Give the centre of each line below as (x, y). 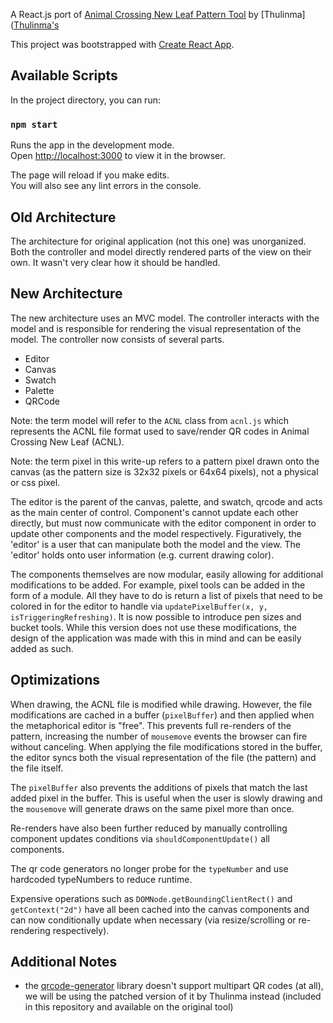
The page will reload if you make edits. (90, 175)
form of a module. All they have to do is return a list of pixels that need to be (166, 595)
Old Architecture (63, 217)
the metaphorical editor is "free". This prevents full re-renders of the (151, 725)
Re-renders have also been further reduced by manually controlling (149, 828)
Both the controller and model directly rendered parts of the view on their (161, 251)
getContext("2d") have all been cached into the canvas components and (160, 909)
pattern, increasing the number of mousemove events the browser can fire (159, 736)
